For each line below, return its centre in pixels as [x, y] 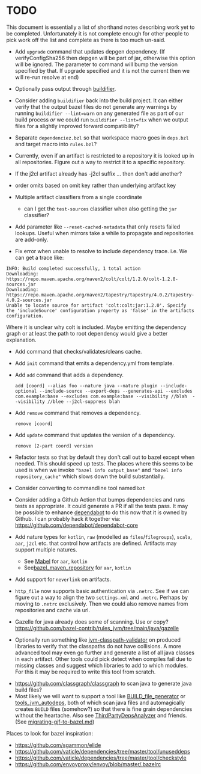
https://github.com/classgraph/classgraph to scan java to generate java [103, 683]
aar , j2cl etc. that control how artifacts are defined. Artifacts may [96, 543]
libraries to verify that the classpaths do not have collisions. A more [98, 646]
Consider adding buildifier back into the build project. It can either [99, 100]
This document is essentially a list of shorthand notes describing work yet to [100, 27]
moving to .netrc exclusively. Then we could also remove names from [101, 604]
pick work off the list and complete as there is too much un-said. [86, 40]
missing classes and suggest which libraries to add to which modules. [101, 665]
